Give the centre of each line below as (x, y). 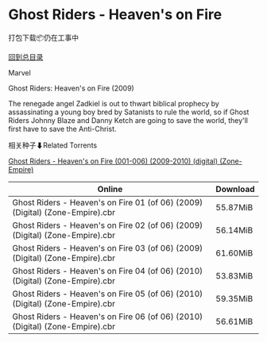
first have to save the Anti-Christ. (62, 129)
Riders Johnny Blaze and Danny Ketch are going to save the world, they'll (128, 120)
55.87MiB (234, 207)
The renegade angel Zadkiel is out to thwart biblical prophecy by (114, 103)
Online (110, 189)
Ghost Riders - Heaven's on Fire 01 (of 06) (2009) (108, 202)
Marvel (20, 72)
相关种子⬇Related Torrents (53, 145)
